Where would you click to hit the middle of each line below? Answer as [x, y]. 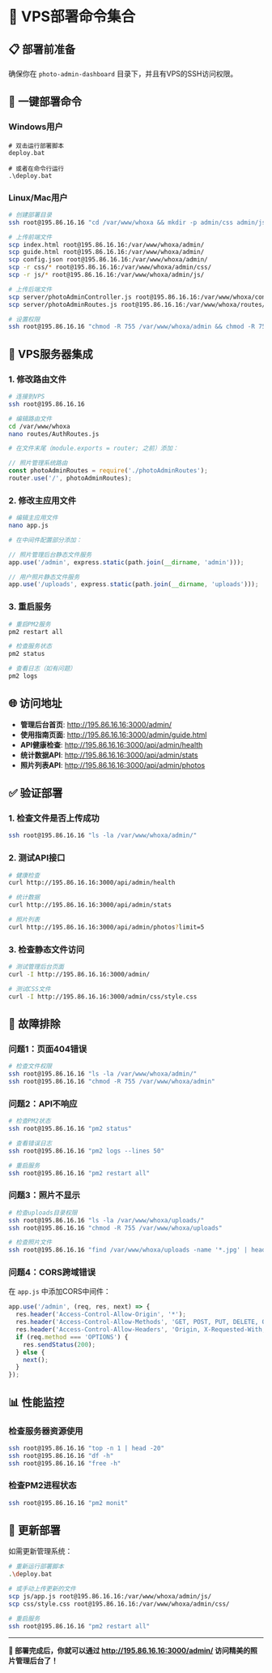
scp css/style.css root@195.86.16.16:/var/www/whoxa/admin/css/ [119, 1604]
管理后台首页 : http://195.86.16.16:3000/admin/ [96, 724]
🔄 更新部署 [34, 1531]
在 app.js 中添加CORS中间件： [59, 1291]
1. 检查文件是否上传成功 [54, 818]
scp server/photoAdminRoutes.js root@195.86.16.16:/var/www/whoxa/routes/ [137, 304]
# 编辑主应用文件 [33, 518]
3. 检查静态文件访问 [47, 949]
